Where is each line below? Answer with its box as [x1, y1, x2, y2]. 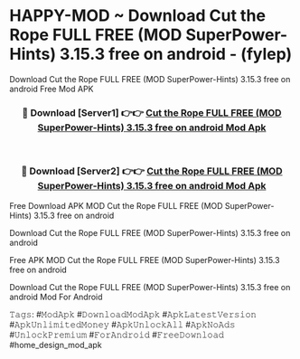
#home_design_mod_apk [9, 339, 102, 350]
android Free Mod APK [9, 83, 94, 94]
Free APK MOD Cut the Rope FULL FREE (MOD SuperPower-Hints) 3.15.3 [9, 254, 280, 265]
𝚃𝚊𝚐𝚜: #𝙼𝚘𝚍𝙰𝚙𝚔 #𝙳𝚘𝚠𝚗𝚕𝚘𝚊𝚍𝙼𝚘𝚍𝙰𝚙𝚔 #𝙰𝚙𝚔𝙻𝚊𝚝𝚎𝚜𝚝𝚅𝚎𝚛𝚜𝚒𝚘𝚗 [9, 308, 258, 319]
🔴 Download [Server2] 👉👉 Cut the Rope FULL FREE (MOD [21, 165, 283, 177]
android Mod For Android [9, 291, 103, 302]
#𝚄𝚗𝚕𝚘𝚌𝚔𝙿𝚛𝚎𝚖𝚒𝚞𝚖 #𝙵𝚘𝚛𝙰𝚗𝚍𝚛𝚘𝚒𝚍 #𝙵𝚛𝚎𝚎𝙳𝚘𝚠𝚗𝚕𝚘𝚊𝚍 [9, 329, 224, 340]
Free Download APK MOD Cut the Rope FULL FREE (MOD [9, 200, 223, 211]
